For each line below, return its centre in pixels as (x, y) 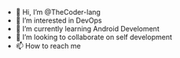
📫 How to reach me (48, 46)
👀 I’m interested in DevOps (59, 20)
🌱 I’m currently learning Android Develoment (87, 29)
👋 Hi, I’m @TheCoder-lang (58, 12)
